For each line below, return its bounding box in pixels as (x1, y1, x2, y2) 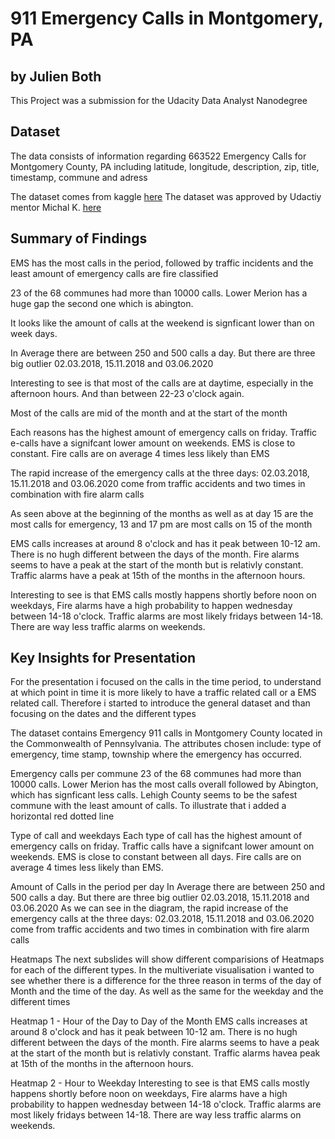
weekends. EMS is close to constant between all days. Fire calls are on (10, 851, 302, 863)
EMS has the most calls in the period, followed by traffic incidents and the (10, 257, 314, 269)
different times (10, 996, 71, 1008)
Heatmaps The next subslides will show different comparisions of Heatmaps (10, 953, 325, 966)
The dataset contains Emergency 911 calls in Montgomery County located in (10, 727, 323, 739)
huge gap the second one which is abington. (10, 297, 194, 309)
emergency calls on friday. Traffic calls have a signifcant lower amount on (10, 840, 315, 852)
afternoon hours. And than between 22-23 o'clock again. (10, 387, 245, 399)
